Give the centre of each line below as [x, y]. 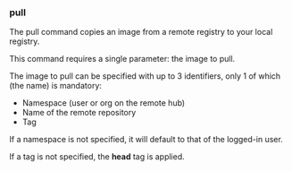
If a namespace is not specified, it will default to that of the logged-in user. [146, 140]
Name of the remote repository [79, 113]
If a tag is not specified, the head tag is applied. [97, 157]
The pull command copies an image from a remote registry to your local [141, 32]
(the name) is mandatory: [56, 86]
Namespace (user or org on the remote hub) [104, 103]
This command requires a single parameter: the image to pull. [122, 59]
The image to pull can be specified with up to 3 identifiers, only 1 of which [145, 76]
